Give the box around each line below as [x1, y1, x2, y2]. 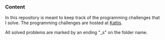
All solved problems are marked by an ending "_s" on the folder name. [5, 30, 148, 36]
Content [5, 3, 26, 10]
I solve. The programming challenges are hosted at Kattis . [5, 20, 123, 26]
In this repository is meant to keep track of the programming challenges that [5, 15, 160, 21]
